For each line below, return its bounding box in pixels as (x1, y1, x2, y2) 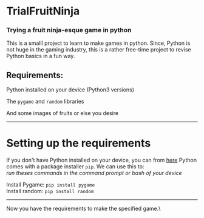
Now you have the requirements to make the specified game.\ (6, 205, 161, 213)
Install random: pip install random (6, 188, 94, 195)
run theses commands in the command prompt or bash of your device (6, 170, 182, 177)
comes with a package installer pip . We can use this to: (6, 163, 144, 170)
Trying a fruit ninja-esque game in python (6, 26, 132, 35)
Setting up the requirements (6, 136, 151, 150)
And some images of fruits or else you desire (6, 110, 119, 117)
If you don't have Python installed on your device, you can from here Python (6, 156, 197, 164)
